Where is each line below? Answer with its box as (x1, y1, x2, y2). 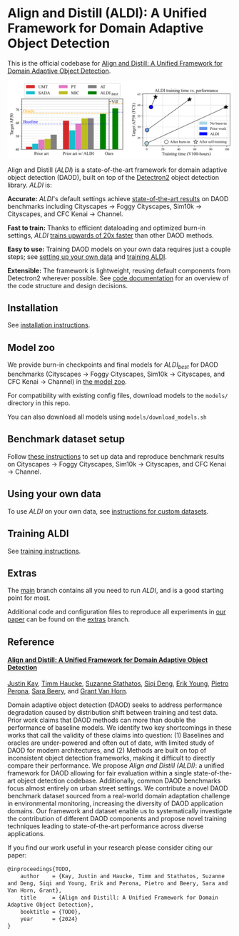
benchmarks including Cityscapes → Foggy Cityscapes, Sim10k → (7, 202, 202, 210)
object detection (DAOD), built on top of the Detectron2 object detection (7, 173, 220, 181)
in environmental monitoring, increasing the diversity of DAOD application (7, 799, 223, 808)
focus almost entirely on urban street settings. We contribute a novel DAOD (7, 783, 228, 793)
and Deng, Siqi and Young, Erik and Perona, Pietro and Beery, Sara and (7, 880, 228, 887)
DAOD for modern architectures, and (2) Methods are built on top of (7, 746, 207, 754)
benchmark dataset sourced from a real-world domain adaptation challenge (7, 791, 230, 800)
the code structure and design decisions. (7, 281, 128, 290)
